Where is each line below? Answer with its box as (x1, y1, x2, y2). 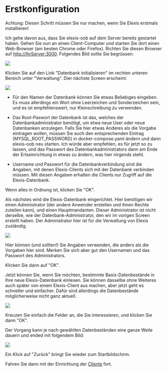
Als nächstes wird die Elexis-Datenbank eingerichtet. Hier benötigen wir (5, 196, 153, 202)
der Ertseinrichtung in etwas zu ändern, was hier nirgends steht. (12, 151, 145, 158)
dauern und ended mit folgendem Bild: (5, 332, 84, 338)
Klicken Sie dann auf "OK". (5, 262, 60, 268)
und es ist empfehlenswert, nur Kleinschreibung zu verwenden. (12, 105, 143, 111)
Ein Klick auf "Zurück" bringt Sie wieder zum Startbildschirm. (5, 351, 131, 357)
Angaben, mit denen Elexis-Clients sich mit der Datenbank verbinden (12, 166, 155, 173)
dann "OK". (5, 317, 28, 323)
